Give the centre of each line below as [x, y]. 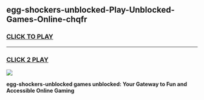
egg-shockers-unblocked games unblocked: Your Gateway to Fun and [97, 84]
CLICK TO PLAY [30, 37]
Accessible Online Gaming [40, 90]
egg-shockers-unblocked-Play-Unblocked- [90, 10]
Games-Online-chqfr [47, 20]
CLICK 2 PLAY [27, 59]
